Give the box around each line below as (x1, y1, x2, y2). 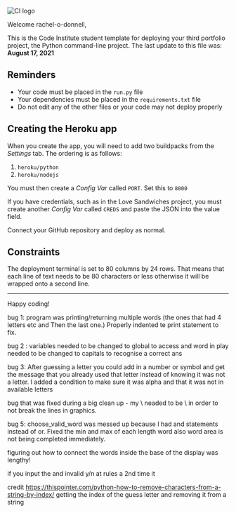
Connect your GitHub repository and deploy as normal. (7, 225, 166, 234)
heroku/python (17, 164, 59, 171)
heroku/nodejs (17, 171, 59, 178)
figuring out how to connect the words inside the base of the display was (7, 448, 219, 457)
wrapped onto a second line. (7, 279, 90, 288)
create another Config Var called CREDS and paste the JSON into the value (7, 204, 220, 213)
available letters (7, 385, 53, 394)
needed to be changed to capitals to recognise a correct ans (7, 349, 183, 358)
